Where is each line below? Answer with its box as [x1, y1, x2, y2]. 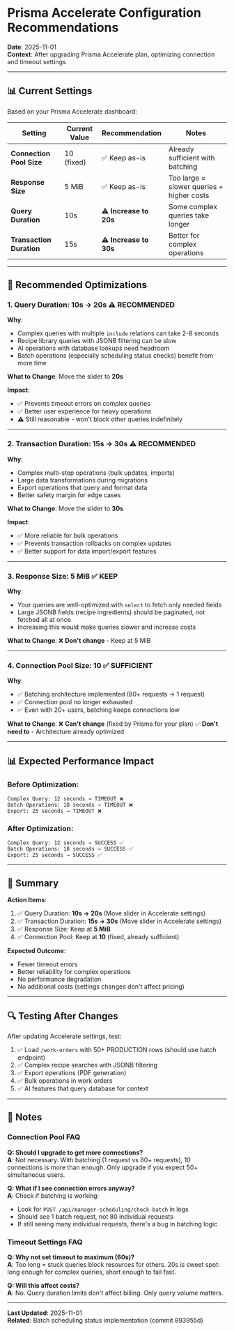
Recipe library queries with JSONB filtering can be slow [17, 337, 177, 345]
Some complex [168, 201, 218, 211]
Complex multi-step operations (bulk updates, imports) [17, 469, 175, 477]
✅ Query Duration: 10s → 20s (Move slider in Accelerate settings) [17, 909, 206, 918]
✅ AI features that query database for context [17, 1084, 148, 1093]
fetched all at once [17, 616, 71, 624]
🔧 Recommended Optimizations [7, 279, 148, 291]
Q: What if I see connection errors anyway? [7, 1184, 135, 1192]
